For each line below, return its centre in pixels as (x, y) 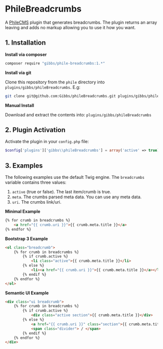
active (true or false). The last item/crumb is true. (62, 192)
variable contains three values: (36, 182)
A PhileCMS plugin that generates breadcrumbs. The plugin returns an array (81, 22)
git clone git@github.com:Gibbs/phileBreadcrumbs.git (61, 96)
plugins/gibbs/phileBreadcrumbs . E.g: (43, 87)
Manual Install (20, 105)
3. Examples (24, 166)
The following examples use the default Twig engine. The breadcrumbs (75, 177)
